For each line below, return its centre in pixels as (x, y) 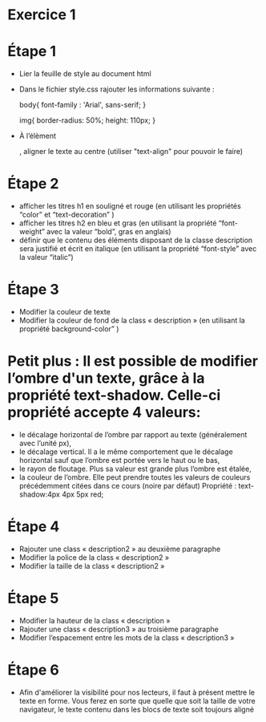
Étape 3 (33, 290)
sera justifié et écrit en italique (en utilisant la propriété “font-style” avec (138, 249)
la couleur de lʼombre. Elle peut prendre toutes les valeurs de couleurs (135, 477)
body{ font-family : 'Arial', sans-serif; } (82, 105)
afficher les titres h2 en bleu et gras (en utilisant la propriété (118, 223)
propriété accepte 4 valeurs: (104, 413)
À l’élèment (38, 136)
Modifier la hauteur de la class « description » (95, 620)
